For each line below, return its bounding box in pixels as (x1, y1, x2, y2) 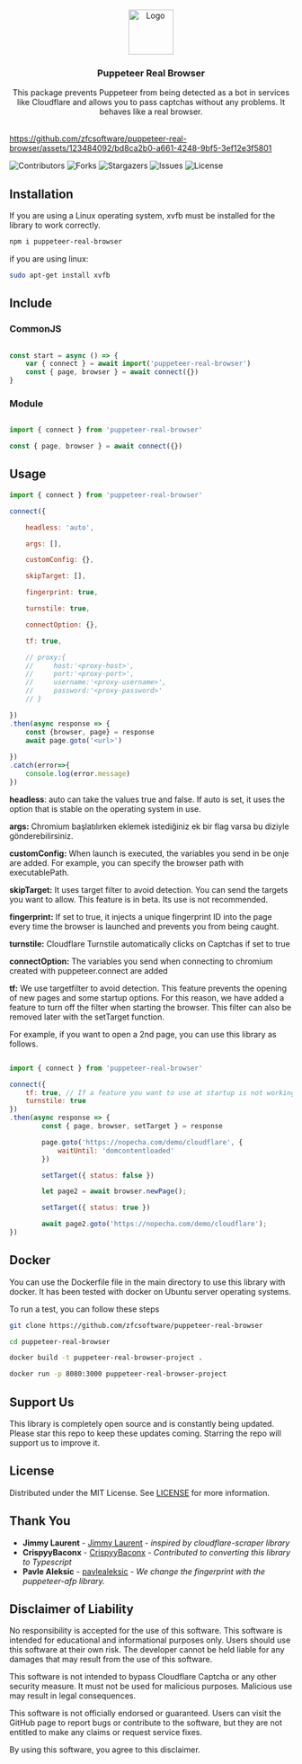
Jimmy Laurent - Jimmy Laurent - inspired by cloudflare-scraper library (22, 1537, 290, 1548)
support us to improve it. (9, 1438, 101, 1448)
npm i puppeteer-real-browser (9, 237, 123, 246)
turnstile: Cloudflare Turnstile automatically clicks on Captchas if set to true (9, 938, 290, 949)
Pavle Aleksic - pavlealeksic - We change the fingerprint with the (22, 1565, 266, 1577)
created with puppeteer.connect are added (9, 965, 168, 976)
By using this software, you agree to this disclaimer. (9, 1744, 200, 1755)
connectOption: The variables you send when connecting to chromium (9, 956, 273, 967)
